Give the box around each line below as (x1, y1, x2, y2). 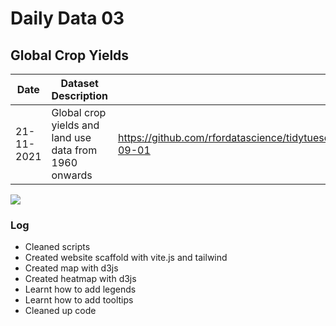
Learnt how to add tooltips (24, 294, 134, 306)
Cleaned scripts (24, 241, 91, 253)
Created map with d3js (24, 262, 119, 274)
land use (51, 131, 92, 144)
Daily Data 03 (10, 7, 125, 30)
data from (51, 143, 98, 157)
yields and (51, 118, 100, 132)
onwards (51, 168, 93, 182)
